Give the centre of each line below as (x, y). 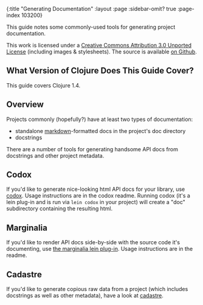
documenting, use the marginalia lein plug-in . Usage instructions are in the (100, 249)
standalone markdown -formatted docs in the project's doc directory (100, 131)
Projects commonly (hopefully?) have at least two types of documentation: (100, 119)
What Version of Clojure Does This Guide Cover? (100, 71)
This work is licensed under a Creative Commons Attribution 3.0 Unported (99, 45)
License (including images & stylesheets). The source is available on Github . (102, 52)
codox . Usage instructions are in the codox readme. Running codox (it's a (98, 196)
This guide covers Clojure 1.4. (43, 85)
